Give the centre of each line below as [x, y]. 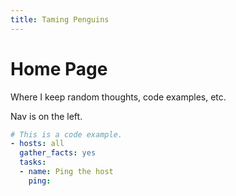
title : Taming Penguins [60, 19]
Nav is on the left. [46, 116]
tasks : [33, 162]
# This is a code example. [66, 134]
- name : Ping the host [66, 172]
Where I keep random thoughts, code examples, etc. [118, 97]
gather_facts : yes [58, 153]
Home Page [59, 68]
